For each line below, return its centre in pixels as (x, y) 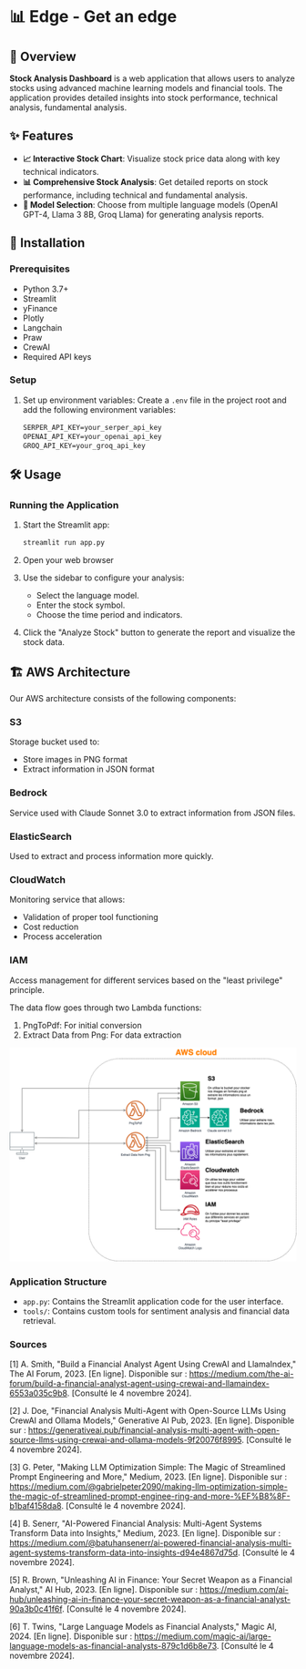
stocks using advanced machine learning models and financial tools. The (146, 88)
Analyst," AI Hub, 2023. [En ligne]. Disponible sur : (104, 1590)
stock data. (44, 642)
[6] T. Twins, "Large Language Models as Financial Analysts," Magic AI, (143, 1627)
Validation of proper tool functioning (91, 917)
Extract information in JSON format (88, 769)
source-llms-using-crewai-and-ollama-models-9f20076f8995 (126, 1440)
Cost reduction (51, 927)
